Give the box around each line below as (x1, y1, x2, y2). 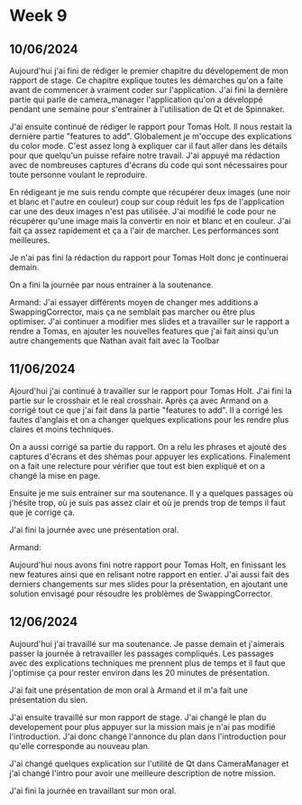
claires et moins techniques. (9, 424, 114, 435)
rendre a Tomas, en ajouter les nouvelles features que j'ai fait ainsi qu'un (9, 326, 279, 336)
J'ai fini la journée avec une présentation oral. (9, 524, 179, 535)
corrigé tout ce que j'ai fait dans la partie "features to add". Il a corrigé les (9, 404, 283, 416)
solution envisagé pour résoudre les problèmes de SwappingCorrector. (9, 588, 273, 599)
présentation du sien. (9, 694, 88, 705)
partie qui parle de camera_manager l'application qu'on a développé (9, 94, 263, 105)
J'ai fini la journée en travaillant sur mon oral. (9, 785, 177, 796)
